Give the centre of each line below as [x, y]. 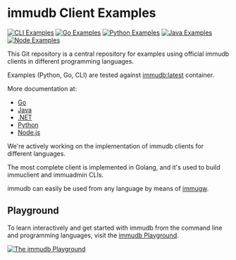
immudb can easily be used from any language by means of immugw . [108, 188]
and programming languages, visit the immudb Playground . [93, 235]
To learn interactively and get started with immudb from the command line [115, 227]
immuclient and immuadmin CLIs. [56, 175]
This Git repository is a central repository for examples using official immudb [118, 54]
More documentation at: [42, 88]
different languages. [36, 153]
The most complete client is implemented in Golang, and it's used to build [114, 167]
